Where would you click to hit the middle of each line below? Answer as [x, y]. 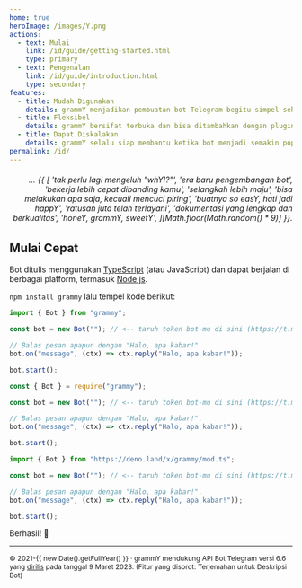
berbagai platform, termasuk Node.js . [79, 279]
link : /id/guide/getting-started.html [98, 51]
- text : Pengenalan [54, 68]
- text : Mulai [44, 43]
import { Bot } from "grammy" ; [68, 313]
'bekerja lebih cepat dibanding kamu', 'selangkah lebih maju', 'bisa [169, 189]
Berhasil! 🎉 [29, 533]
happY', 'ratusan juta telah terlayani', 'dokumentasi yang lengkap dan [164, 208]
